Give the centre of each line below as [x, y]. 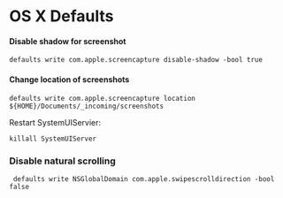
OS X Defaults [61, 16]
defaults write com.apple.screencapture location [103, 98]
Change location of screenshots [69, 79]
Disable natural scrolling [63, 161]
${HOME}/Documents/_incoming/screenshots [87, 106]
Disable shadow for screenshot [68, 41]
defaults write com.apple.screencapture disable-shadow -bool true [136, 60]
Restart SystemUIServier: [55, 122]
